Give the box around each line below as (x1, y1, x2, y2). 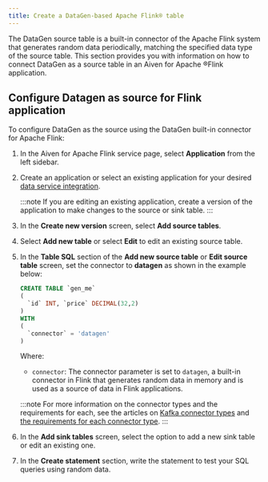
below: (19, 269, 42, 279)
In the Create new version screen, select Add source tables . (19, 221, 222, 231)
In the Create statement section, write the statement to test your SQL (19, 456, 250, 466)
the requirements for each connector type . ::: (19, 416, 169, 426)
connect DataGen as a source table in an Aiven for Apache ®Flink (8, 59, 224, 69)
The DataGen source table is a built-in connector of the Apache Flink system (8, 34, 261, 43)
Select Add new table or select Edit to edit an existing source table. (19, 237, 243, 246)
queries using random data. (19, 464, 111, 474)
